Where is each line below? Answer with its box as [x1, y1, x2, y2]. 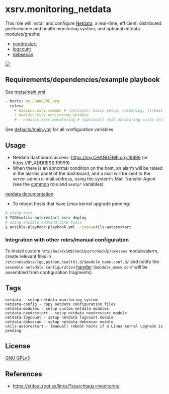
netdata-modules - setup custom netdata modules [5, 306, 109, 311]
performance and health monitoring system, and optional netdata [5, 25, 140, 31]
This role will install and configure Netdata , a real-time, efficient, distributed [5, 20, 162, 26]
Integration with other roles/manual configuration [5, 236, 129, 243]
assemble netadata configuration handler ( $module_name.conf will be [5, 264, 148, 270]
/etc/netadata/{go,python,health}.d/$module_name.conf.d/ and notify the [5, 258, 159, 265]
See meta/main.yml [5, 89, 45, 95]
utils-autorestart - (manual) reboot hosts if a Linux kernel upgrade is [5, 323, 163, 329]
